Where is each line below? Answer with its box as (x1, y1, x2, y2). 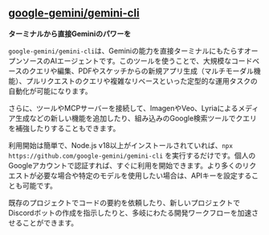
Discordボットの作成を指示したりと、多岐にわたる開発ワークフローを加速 (8, 208, 252, 217)
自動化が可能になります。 (8, 86, 92, 96)
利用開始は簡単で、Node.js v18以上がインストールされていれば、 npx (8, 140, 233, 150)
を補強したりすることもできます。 (8, 123, 120, 133)
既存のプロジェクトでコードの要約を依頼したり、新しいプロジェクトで (8, 197, 241, 208)
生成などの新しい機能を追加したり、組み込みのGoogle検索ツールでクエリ (14, 113, 257, 123)
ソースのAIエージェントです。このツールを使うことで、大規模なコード (22, 56, 253, 65)
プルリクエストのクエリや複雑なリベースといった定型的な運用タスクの (25, 76, 259, 85)
